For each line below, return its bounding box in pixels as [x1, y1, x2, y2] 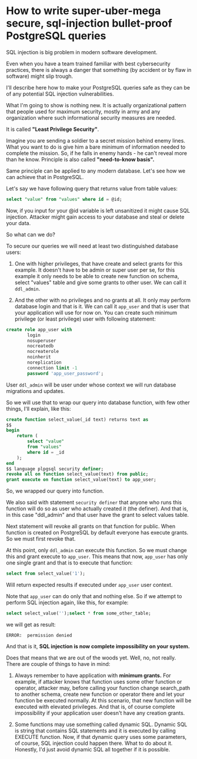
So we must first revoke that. [6, 535, 76, 543]
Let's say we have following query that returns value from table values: [6, 184, 178, 192]
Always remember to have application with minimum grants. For [14, 672, 172, 679]
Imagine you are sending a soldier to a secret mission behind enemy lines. [6, 137, 185, 144]
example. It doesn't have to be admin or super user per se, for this [14, 266, 175, 273]
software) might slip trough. [6, 72, 74, 80]
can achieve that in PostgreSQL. [6, 173, 84, 180]
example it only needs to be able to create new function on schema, [14, 272, 179, 279]
